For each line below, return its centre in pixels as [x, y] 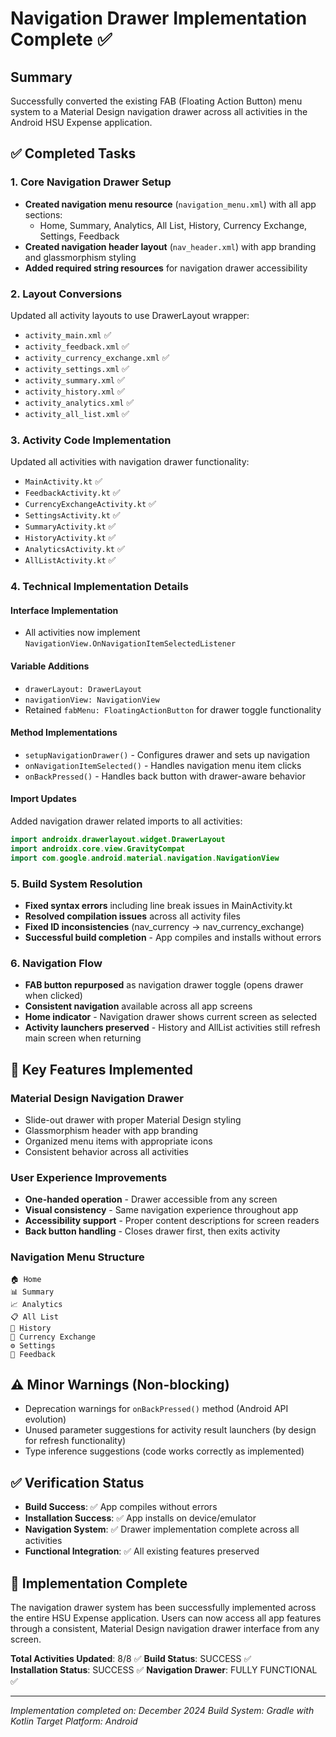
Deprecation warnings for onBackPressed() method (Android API [156, 1409]
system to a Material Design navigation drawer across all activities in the [159, 111]
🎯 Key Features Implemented [101, 1069]
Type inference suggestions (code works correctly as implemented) [164, 1451]
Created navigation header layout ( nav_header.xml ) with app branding [170, 246]
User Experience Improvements [89, 1177]
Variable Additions [50, 666]
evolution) [45, 1419]
